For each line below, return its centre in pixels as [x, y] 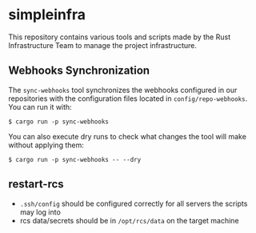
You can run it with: [40, 106]
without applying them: [46, 145]
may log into [40, 212]
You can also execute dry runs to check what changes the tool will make [127, 136]
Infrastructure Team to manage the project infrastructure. [103, 45]
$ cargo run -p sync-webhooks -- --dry [75, 159]
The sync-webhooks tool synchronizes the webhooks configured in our [123, 90]
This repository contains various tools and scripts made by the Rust [119, 37]
